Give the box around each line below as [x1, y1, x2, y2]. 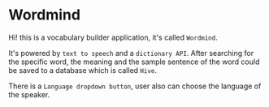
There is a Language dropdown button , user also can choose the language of [8, 81, 262, 91]
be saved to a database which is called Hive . [8, 65, 157, 75]
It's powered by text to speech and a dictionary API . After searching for [8, 48, 254, 58]
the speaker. [8, 89, 50, 99]
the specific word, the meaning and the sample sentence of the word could [8, 57, 260, 66]
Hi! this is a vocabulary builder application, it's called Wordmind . [8, 32, 218, 42]
